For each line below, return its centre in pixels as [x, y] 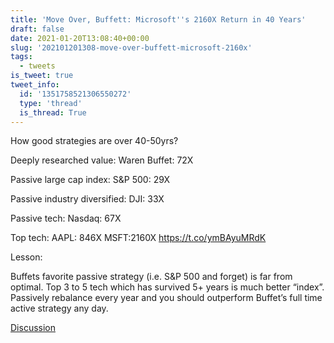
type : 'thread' [51, 103]
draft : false [37, 29]
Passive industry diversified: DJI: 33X [87, 199]
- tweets [37, 66]
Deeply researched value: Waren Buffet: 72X [102, 160]
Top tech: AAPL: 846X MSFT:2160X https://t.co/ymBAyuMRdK [138, 238]
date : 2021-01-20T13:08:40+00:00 [80, 38]
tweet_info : [35, 85]
